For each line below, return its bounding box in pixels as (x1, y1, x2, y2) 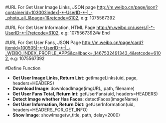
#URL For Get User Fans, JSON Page (5, 39, 81, 45)
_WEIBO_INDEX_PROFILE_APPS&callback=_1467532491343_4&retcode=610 (5, 50, 161, 56)
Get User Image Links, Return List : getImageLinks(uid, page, (12, 75, 138, 80)
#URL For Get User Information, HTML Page (5, 24, 96, 30)
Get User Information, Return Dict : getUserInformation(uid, (12, 101, 135, 107)
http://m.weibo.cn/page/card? (82, 39, 144, 45)
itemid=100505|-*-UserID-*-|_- (5, 45, 71, 50)
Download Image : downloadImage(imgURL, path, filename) (12, 85, 135, 91)
